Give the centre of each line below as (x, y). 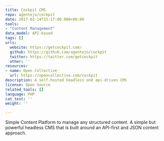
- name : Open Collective (31, 71)
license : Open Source (28, 85)
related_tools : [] (24, 89)
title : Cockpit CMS (26, 10)
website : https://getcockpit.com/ (46, 47)
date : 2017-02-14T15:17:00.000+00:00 (45, 19)
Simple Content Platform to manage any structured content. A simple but (80, 122)
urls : (11, 43)
